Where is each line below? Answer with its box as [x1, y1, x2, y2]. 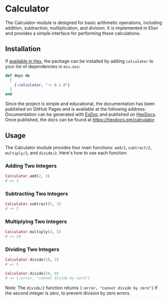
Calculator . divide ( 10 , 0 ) [5, 271, 59, 276]
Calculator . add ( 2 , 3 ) [5, 174, 50, 179]
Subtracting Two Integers [5, 190, 68, 197]
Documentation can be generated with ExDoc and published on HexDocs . [5, 111, 157, 118]
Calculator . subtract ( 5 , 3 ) [5, 201, 61, 207]
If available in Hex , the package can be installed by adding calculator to [5, 58, 154, 64]
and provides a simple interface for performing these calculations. [5, 30, 141, 36]
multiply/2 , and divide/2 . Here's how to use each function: [5, 150, 128, 156]
